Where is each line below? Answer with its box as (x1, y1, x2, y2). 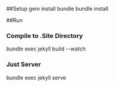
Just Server (6, 60, 41, 68)
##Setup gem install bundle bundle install (6, 5, 109, 12)
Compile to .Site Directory (6, 31, 83, 40)
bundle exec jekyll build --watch (6, 45, 86, 53)
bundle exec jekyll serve (6, 74, 67, 81)
